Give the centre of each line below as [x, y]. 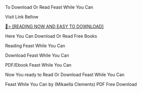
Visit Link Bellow [22, 17]
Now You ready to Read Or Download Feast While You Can [65, 75]
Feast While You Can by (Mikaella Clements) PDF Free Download [71, 84]
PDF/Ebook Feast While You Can [38, 65]
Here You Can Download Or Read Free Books [51, 36]
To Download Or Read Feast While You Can [49, 7]
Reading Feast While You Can [35, 46]
